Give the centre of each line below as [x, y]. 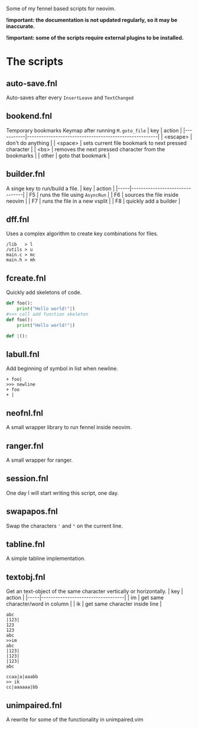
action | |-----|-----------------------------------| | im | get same [85, 598]
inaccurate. [21, 26]
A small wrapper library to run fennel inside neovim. [69, 427]
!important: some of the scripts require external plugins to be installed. [95, 38]
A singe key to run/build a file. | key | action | [61, 188]
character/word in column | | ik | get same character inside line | [84, 604]
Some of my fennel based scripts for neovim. [61, 9]
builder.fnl [26, 174]
